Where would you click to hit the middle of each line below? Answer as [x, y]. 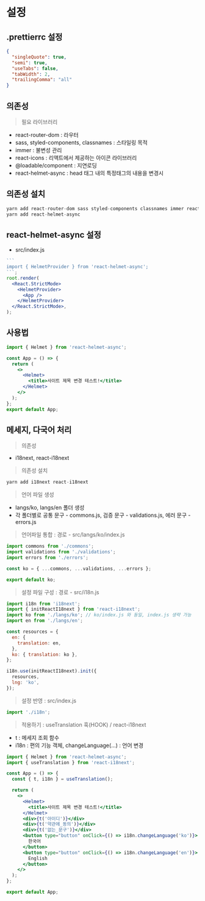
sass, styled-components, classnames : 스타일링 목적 [81, 142]
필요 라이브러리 [39, 122]
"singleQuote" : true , [39, 57]
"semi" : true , [30, 63]
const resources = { [33, 632]
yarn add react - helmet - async [43, 214]
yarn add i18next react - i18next [47, 482]
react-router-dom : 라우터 [47, 134]
